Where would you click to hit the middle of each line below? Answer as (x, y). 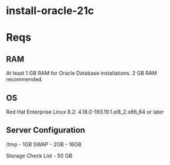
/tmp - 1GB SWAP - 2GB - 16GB (44, 144)
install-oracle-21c (50, 11)
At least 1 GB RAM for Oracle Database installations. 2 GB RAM (81, 73)
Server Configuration (46, 130)
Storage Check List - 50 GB (39, 156)
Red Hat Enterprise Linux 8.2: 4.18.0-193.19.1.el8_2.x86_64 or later (85, 112)
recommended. (24, 80)
